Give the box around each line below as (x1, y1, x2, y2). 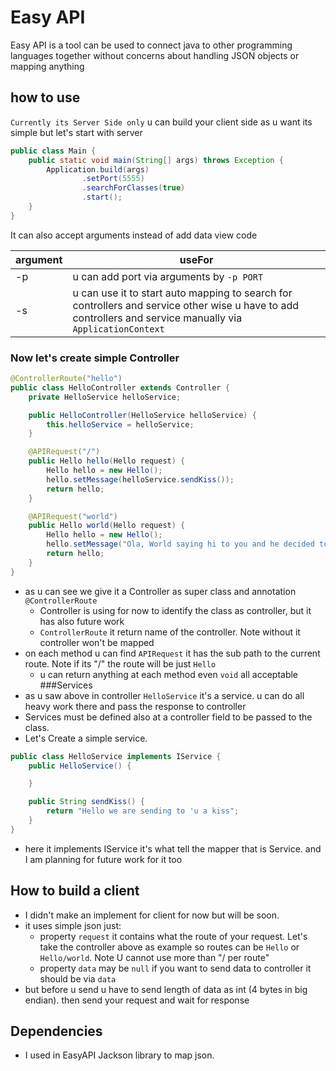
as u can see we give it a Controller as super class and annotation (24, 585, 297, 597)
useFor (179, 252, 214, 266)
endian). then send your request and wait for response (24, 994, 250, 1006)
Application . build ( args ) (46, 164, 150, 175)
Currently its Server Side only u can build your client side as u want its (10, 116, 313, 128)
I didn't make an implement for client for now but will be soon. (24, 909, 280, 921)
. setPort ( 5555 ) (81, 174, 145, 184)
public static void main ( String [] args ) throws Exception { (28, 155, 284, 165)
